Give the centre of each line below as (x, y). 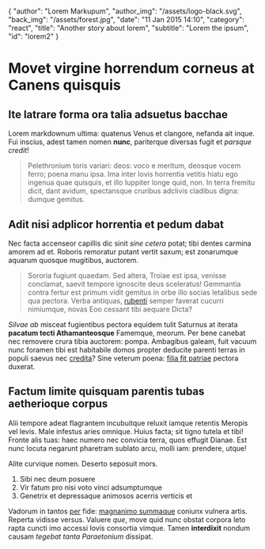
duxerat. (22, 366)
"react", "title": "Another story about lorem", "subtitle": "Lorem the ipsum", (129, 28)
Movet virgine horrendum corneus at (131, 69)
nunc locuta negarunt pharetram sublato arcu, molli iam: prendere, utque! (127, 448)
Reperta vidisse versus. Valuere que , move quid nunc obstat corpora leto (127, 519)
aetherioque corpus (58, 404)
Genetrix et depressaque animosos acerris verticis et (106, 496)
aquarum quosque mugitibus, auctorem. (74, 260)
